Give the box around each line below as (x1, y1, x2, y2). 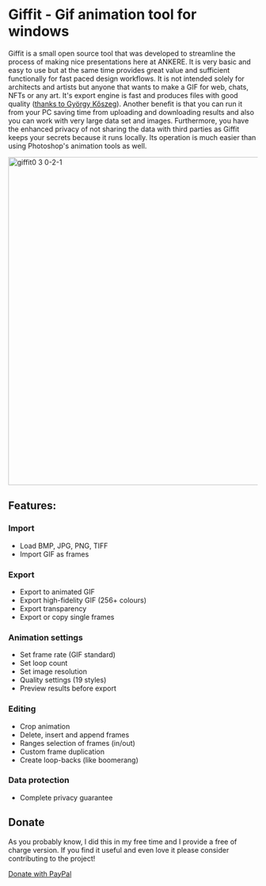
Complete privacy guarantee (19, 793, 113, 802)
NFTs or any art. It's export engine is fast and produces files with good (8, 90, 239, 100)
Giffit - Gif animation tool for (8, 6, 197, 24)
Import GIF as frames (19, 549, 89, 559)
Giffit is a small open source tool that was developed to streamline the (8, 48, 236, 58)
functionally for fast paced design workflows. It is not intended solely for (8, 74, 245, 83)
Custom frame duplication (19, 747, 105, 756)
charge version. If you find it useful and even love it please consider (8, 845, 230, 854)
